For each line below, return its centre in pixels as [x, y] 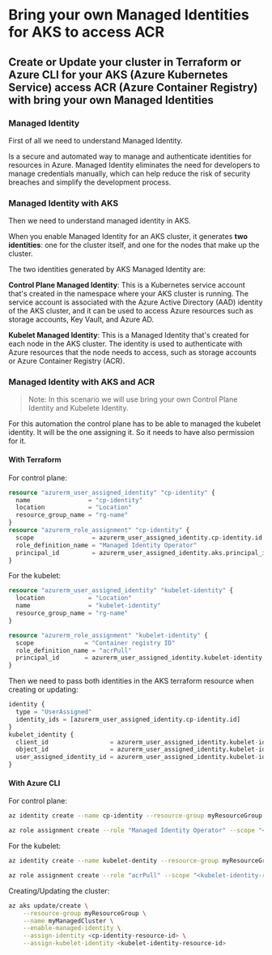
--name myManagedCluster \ [68, 921]
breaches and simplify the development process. [90, 182]
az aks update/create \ [49, 906]
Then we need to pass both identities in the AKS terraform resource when [131, 681]
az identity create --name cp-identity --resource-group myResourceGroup [136, 816]
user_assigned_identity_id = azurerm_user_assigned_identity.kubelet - [137, 757]
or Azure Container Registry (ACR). [67, 361]
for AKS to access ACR [86, 32]
